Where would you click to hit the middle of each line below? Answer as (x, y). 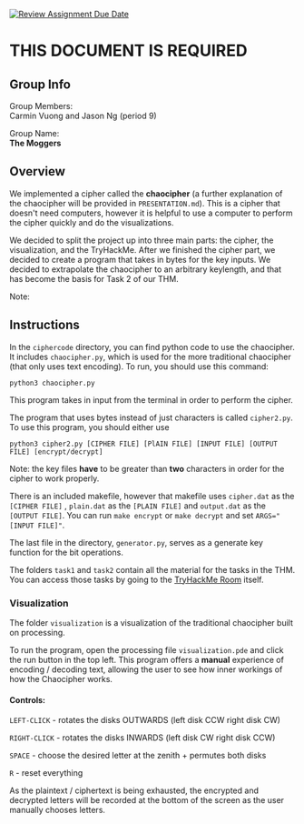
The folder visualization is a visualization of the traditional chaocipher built (151, 622)
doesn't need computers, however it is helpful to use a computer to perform (151, 213)
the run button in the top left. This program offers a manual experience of (147, 659)
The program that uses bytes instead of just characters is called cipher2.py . (151, 417)
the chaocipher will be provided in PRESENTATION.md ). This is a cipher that (145, 203)
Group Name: (34, 133)
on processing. (37, 632)
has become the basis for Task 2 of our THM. (94, 278)
